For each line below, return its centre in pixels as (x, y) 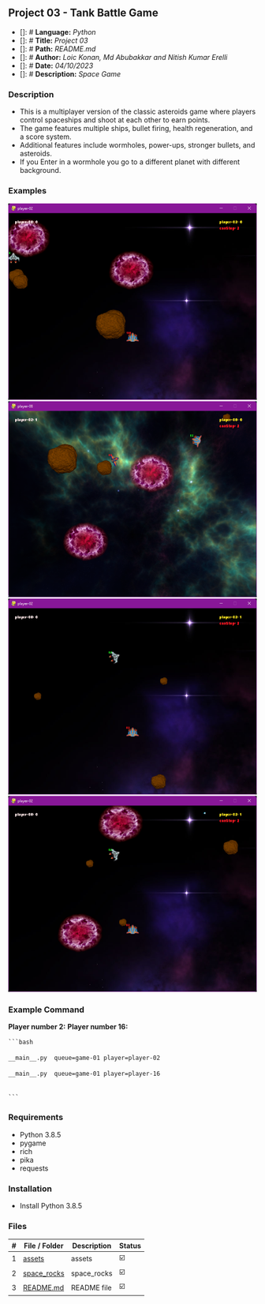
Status (131, 1246)
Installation (30, 1189)
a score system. (46, 137)
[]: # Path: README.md (58, 49)
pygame (33, 1143)
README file (91, 1287)
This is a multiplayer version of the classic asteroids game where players (138, 112)
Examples (28, 191)
